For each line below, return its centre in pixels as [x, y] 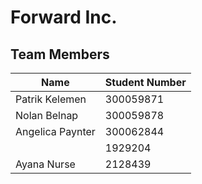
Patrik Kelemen [51, 99]
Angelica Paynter [55, 131]
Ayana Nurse [45, 164]
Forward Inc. [64, 17]
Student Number [145, 82]
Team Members [60, 54]
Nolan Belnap [47, 115]
